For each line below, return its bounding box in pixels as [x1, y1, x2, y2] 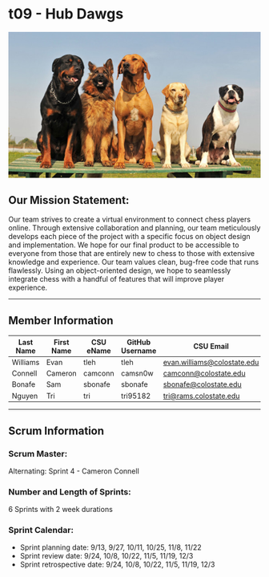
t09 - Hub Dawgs [8, 5, 124, 23]
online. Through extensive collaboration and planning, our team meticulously [8, 223, 261, 233]
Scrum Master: [8, 448, 68, 459]
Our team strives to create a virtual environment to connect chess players [8, 214, 251, 225]
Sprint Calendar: [8, 525, 74, 536]
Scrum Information [8, 424, 105, 437]
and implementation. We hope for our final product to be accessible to [8, 240, 239, 250]
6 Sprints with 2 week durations [8, 505, 114, 514]
